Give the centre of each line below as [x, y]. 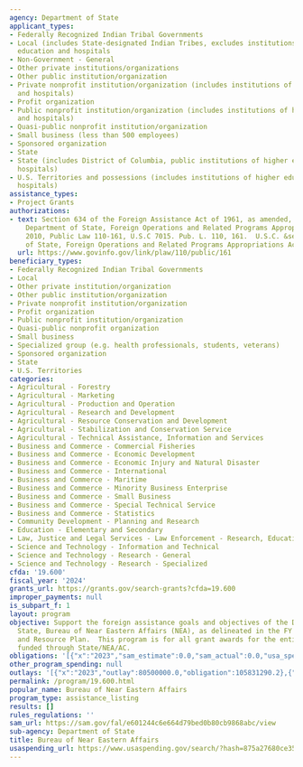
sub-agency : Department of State [72, 732]
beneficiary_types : [46, 262]
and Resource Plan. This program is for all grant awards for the [147, 639]
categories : [32, 379]
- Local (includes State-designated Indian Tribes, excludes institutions [153, 43]
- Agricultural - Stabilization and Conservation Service [120, 429]
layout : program [40, 614]
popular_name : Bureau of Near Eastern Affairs [98, 689]
